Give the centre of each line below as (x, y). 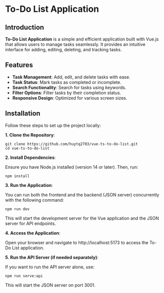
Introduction (25, 27)
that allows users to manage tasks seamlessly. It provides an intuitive (75, 44)
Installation (23, 114)
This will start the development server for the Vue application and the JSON (82, 218)
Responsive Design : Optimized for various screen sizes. (70, 98)
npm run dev (17, 209)
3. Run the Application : (29, 185)
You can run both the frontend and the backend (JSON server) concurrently (82, 195)
